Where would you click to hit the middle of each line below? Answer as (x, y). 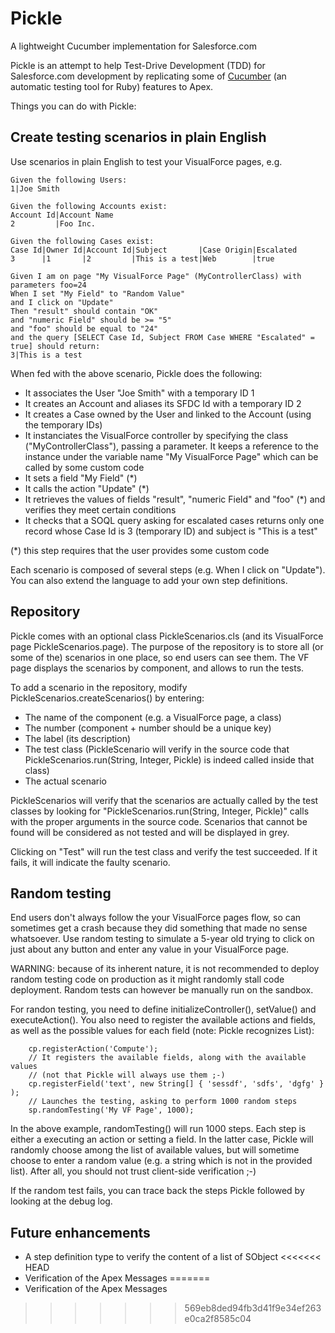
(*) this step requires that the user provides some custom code (140, 550)
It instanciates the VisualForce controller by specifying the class (156, 435)
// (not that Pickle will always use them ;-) (127, 1075)
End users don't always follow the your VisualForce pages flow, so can (156, 918)
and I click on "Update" (62, 302)
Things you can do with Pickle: (73, 106)
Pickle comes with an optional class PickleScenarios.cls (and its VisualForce (167, 636)
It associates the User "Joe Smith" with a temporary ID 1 (139, 393)
